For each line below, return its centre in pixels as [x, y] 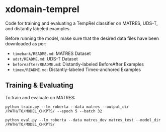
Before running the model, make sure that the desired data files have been [82, 38]
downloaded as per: [26, 43]
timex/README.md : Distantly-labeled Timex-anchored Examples [77, 70]
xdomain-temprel [42, 9]
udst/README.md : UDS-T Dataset [45, 58]
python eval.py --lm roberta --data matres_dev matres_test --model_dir [83, 120]
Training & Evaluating [39, 85]
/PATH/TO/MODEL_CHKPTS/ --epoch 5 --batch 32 [54, 111]
